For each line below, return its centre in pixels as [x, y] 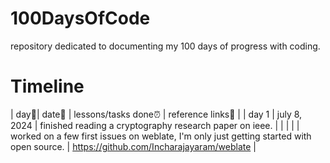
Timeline [47, 86]
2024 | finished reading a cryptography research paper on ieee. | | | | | [155, 125]
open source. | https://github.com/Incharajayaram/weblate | [133, 146]
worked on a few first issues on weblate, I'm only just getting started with [161, 136]
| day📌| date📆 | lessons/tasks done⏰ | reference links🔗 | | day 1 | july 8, [156, 114]
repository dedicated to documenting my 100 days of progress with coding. [165, 46]
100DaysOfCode [80, 18]
